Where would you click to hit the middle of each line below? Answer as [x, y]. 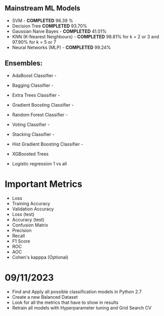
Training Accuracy [31, 203]
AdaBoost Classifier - [34, 75]
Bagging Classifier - [33, 85]
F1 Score [21, 241]
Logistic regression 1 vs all [39, 163]
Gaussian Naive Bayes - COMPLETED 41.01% [59, 31]
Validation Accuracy [33, 209]
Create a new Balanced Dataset [45, 297]
